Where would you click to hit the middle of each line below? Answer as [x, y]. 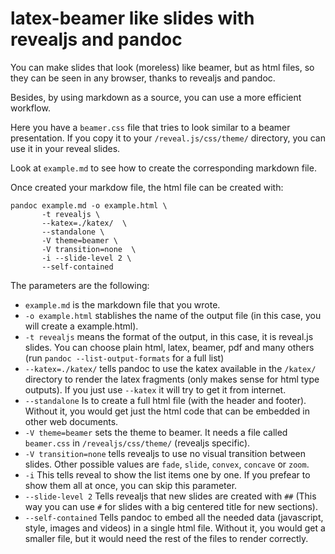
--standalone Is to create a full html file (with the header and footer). [165, 400]
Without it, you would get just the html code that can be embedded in [167, 411]
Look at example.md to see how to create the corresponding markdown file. [163, 168]
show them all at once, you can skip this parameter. [131, 485]
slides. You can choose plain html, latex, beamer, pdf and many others [169, 347]
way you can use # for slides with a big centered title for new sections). [171, 506]
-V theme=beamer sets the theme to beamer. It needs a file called [156, 432]
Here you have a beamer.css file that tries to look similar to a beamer [150, 127]
